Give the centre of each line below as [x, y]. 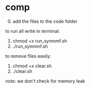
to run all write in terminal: [33, 31]
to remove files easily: [28, 56]
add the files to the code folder [45, 21]
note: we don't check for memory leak [45, 81]
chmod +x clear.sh [32, 66]
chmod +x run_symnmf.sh [40, 41]
